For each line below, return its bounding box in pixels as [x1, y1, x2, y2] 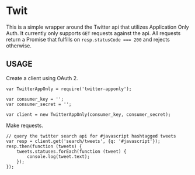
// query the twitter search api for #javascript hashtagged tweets [6, 133, 176, 139]
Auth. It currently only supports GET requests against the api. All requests [6, 29, 181, 36]
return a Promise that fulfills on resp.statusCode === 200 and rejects [6, 36, 170, 43]
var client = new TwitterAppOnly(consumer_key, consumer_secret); [6, 111, 171, 118]
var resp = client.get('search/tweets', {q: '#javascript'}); [6, 138, 161, 144]
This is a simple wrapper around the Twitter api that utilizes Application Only [6, 23, 189, 30]
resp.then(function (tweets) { [6, 143, 82, 149]
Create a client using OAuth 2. [6, 74, 78, 81]
